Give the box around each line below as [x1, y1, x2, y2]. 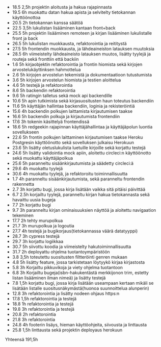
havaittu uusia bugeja [12, 197, 56, 202]
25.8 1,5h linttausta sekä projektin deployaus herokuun [12, 327, 123, 333]
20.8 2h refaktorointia [12, 311, 56, 317]
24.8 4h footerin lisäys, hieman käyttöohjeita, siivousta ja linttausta [12, 322, 147, 327]
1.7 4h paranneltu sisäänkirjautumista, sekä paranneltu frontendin [12, 176, 145, 182]
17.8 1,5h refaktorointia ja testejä [12, 296, 77, 301]
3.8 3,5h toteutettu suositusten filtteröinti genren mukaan [12, 254, 128, 260]
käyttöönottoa [12, 15, 41, 20]
